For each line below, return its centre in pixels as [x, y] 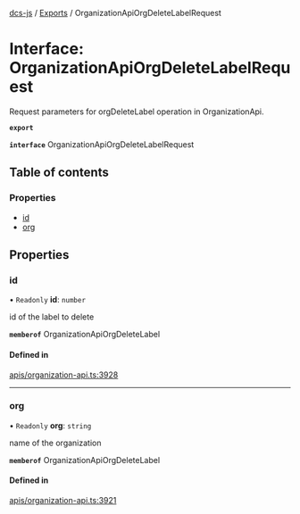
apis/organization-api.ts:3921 [63, 501]
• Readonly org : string [50, 425]
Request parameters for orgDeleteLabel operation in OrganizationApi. [137, 112]
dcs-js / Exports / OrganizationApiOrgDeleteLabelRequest [115, 13]
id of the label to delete [52, 317]
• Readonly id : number [48, 300]
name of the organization [55, 443]
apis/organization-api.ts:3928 [64, 375]
